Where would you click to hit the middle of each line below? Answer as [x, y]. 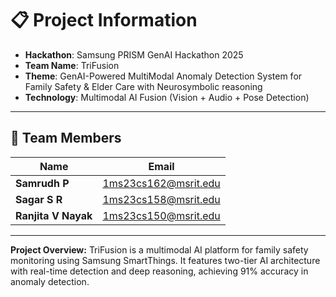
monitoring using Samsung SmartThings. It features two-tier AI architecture [165, 260]
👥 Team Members [66, 138]
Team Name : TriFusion [72, 65]
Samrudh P [42, 183]
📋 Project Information [104, 20]
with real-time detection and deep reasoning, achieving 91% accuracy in [159, 271]
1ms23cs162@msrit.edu [161, 183]
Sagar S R [39, 199]
